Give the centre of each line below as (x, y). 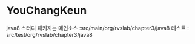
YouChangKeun (47, 11)
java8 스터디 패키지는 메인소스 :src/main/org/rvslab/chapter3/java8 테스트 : (98, 28)
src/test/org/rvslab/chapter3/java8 (49, 34)
